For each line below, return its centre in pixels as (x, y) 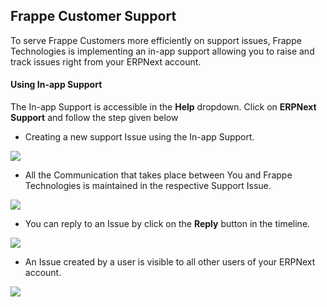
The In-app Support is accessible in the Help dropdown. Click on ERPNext (163, 107)
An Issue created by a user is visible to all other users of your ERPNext (170, 262)
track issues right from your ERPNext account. (106, 61)
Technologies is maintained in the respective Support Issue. (148, 186)
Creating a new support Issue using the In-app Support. (139, 137)
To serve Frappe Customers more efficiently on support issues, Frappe (156, 40)
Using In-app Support (56, 85)
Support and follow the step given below (94, 118)
